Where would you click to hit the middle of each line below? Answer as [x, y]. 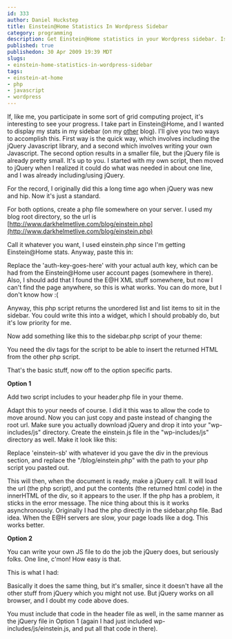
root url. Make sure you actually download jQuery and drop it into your [107, 425]
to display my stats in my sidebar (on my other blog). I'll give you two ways [113, 131]
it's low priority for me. [39, 323]
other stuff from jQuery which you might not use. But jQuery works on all [110, 593]
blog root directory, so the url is [52, 217]
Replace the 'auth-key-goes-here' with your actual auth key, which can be [113, 265]
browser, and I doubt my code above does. [68, 600]
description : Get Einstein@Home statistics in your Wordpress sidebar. [112, 39]
